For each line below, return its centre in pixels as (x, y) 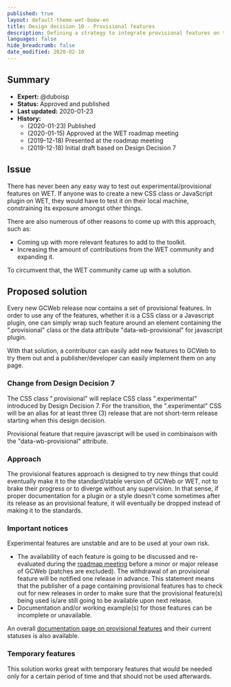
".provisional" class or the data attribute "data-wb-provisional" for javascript (115, 330)
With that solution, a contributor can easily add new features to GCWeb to (112, 351)
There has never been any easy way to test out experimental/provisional (109, 186)
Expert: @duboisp (43, 96)
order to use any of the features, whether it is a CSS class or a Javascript (111, 316)
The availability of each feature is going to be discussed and (102, 557)
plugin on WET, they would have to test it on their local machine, (98, 201)
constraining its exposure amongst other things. (75, 208)
